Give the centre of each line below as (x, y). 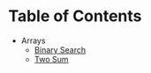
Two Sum (51, 59)
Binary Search (60, 49)
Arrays (33, 40)
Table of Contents (75, 16)
